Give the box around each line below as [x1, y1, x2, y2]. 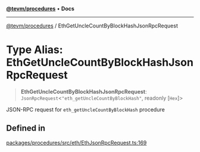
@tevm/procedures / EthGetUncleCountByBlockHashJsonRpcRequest [6, 22, 179, 29]
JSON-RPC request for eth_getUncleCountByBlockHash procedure [6, 106, 165, 113]
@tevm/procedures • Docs [6, 5, 74, 12]
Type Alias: [6, 43, 64, 57]
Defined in [6, 123, 46, 134]
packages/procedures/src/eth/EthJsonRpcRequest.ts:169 [6, 139, 147, 146]
